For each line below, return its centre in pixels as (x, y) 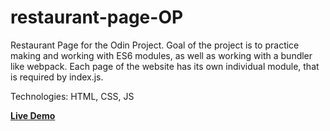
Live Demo (33, 115)
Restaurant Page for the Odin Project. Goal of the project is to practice (155, 45)
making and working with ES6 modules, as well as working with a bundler (161, 55)
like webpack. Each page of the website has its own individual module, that (165, 66)
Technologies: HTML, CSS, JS (72, 96)
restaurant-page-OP (97, 17)
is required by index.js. (57, 77)
